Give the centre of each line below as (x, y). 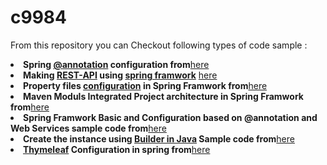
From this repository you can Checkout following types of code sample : (159, 45)
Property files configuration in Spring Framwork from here (145, 85)
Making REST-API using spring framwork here (120, 75)
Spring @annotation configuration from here (116, 64)
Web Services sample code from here (88, 128)
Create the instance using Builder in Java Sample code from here (159, 138)
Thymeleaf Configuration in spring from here (117, 149)
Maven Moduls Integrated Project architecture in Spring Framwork (163, 96)
